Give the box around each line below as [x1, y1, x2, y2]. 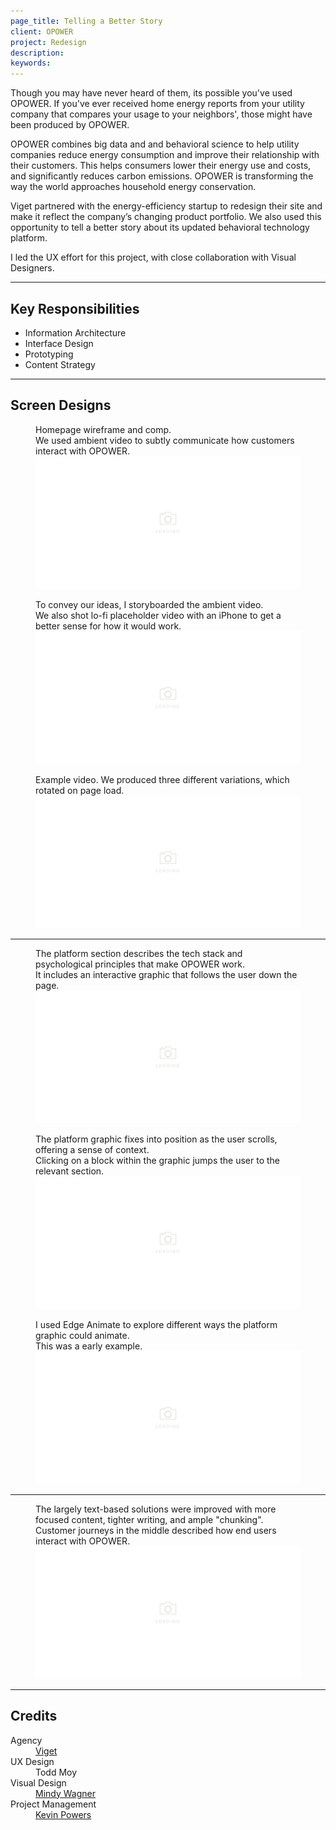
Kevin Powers [35, 1808, 92, 1820]
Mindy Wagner [35, 1787, 96, 1799]
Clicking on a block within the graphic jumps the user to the [35, 1154, 281, 1166]
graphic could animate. [35, 1329, 130, 1341]
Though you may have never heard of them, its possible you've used [10, 87, 293, 99]
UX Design [10, 1755, 55, 1767]
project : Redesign [10, 37, 87, 47]
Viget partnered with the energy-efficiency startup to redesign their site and [10, 200, 323, 212]
